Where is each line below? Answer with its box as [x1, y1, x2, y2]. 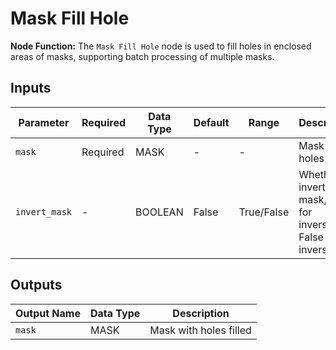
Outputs [10, 277, 63, 294]
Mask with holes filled [149, 323, 252, 337]
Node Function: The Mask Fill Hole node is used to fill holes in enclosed [10, 40, 312, 52]
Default [193, 115, 230, 129]
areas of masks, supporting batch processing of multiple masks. [10, 50, 275, 62]
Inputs [10, 80, 52, 97]
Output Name [15, 306, 81, 320]
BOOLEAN [135, 205, 184, 219]
